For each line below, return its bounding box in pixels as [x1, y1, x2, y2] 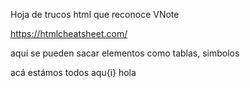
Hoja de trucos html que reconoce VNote [10, 9, 180, 20]
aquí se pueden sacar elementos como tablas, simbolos [10, 47, 240, 59]
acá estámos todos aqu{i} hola [10, 67, 137, 78]
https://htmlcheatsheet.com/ [10, 28, 128, 39]
